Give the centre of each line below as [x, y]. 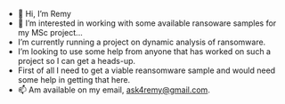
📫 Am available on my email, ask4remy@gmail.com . [114, 90]
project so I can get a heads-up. [77, 61]
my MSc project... [50, 32]
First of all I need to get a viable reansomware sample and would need [147, 70]
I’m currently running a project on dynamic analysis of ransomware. [142, 42]
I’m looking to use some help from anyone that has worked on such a [144, 52]
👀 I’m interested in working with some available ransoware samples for [147, 23]
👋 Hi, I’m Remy [44, 14]
